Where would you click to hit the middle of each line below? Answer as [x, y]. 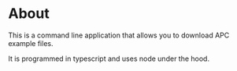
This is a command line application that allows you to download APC [119, 35]
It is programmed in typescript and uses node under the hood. [109, 59]
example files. [31, 43]
